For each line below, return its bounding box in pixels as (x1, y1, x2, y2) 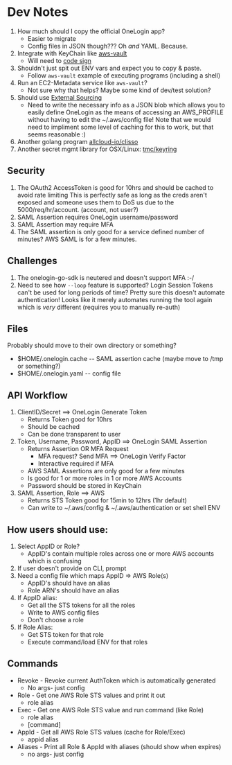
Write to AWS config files (27, 608, 99, 617)
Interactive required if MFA (37, 459, 114, 468)
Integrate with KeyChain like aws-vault (17, 49, 127, 58)
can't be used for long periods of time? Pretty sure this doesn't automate (17, 288, 225, 297)
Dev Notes (7, 4, 69, 20)
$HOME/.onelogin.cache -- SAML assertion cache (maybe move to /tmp (17, 355, 224, 363)
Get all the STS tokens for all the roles (27, 601, 136, 609)
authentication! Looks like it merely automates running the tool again (17, 295, 213, 304)
